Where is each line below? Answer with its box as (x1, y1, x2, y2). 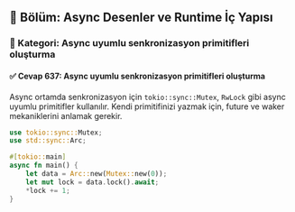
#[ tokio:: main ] (9, 152, 67, 161)
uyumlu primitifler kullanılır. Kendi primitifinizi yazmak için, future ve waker (9, 101, 285, 112)
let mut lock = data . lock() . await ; (25, 178, 160, 187)
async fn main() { (9, 161, 78, 171)
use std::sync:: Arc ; (9, 136, 88, 145)
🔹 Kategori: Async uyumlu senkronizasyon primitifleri (9, 37, 250, 50)
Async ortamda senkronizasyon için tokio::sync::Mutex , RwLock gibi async (9, 91, 286, 102)
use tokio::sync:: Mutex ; (9, 128, 103, 137)
